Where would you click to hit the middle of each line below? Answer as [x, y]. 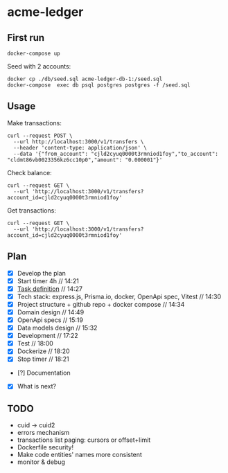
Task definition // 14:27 [50, 289]
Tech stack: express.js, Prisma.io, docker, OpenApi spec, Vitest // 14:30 [119, 296]
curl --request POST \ [40, 136]
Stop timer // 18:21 [43, 359]
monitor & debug [41, 462]
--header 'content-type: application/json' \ [80, 148]
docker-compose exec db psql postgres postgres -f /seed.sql [99, 85]
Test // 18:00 [35, 343]
